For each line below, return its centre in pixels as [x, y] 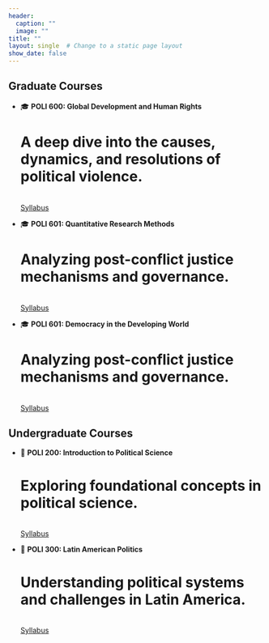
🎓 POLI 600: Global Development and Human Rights [111, 106]
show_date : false [38, 53]
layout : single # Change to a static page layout [96, 46]
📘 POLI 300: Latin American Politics [81, 549]
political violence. [81, 177]
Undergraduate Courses [71, 434]
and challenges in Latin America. [133, 599]
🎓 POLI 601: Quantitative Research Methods [97, 224]
